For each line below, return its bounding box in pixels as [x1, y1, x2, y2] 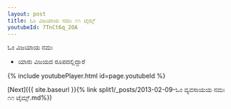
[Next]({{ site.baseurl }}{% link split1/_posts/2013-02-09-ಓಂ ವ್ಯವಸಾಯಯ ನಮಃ [7, 85, 225, 94]
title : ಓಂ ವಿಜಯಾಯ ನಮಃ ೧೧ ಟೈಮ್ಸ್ [7, 17, 96, 24]
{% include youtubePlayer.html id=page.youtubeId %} [7, 72, 166, 81]
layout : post [7, 10, 46, 18]
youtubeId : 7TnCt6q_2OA [7, 24, 78, 31]
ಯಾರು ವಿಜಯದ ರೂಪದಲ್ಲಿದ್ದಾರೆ [17, 58, 86, 66]
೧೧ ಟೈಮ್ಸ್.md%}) [7, 93, 52, 102]
